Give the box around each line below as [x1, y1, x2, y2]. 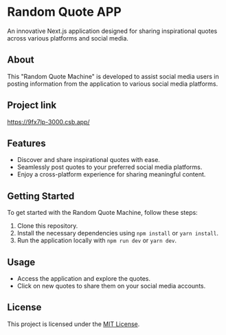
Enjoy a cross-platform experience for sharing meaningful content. [16, 170, 206, 178]
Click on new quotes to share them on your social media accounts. [16, 282, 206, 290]
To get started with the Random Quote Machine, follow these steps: [7, 209, 198, 217]
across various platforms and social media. [7, 34, 129, 42]
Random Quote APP [7, 4, 122, 20]
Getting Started [7, 190, 75, 202]
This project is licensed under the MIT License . [7, 320, 140, 328]
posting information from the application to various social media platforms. [7, 80, 218, 88]
